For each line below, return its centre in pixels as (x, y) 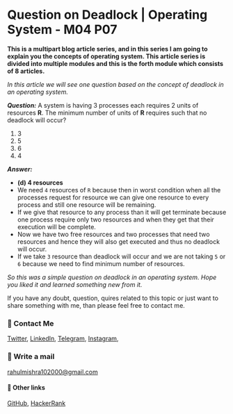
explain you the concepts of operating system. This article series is (106, 56)
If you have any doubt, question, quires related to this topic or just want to (113, 298)
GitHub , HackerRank (37, 403)
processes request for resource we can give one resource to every (113, 197)
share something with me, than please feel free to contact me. (96, 305)
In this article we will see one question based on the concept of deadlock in (115, 84)
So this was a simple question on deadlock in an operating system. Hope (112, 277)
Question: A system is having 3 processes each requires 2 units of (103, 105)
